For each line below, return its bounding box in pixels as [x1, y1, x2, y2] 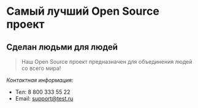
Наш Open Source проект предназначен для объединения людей [21, 58, 192, 65]
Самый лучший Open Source [6, 4, 159, 18]
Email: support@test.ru [15, 95, 74, 102]
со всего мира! [21, 64, 61, 72]
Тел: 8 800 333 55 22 [15, 88, 70, 96]
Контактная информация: [6, 77, 74, 83]
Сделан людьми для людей [6, 42, 118, 52]
